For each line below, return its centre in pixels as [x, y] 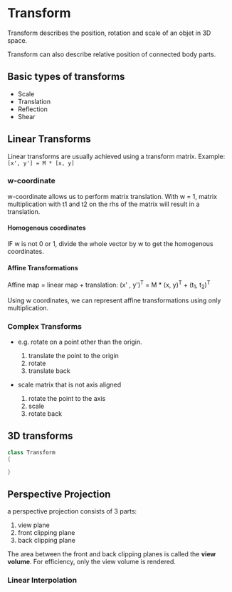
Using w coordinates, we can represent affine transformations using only [114, 300]
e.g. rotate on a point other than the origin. [80, 342]
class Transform [31, 452]
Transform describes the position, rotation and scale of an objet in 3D [109, 33]
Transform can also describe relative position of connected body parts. [112, 54]
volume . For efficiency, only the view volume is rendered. [91, 562]
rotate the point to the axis [67, 399]
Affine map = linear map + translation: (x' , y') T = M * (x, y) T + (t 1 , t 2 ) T [109, 285]
